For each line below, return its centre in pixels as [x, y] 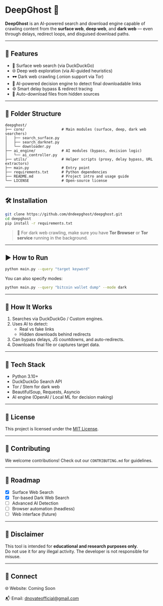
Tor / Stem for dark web [36, 387]
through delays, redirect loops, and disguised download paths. [67, 34]
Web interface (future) [34, 514]
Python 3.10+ [25, 376]
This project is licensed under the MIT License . [52, 429]
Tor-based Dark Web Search [41, 498]
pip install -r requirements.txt [39, 223]
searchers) [16, 134]
